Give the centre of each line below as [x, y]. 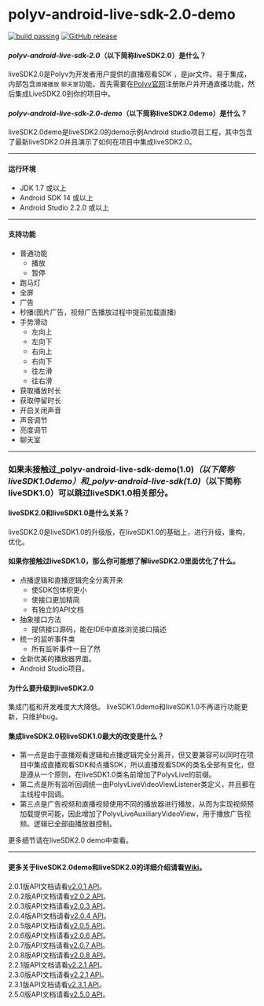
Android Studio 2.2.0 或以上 [64, 207]
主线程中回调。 [44, 794]
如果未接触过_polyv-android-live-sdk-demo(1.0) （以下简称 [121, 469]
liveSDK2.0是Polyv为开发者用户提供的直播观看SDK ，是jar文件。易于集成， [130, 74]
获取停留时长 [40, 400]
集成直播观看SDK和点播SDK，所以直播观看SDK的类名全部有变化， [141, 765]
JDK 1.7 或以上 [43, 188]
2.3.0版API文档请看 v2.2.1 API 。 [58, 975]
